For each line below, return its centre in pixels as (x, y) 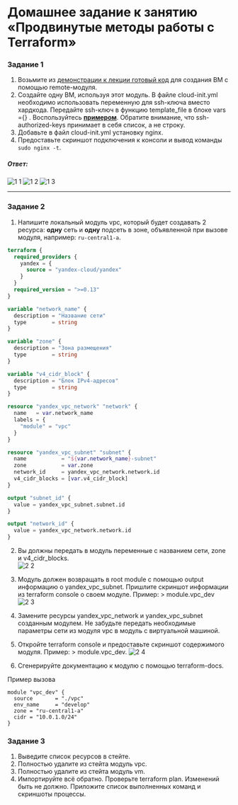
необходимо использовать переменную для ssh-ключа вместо (114, 103)
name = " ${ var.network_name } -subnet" (85, 459)
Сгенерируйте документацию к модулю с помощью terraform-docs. (121, 666)
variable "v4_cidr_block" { (49, 374)
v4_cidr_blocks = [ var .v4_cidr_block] (71, 479)
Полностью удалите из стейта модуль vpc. (82, 764)
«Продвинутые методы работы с (111, 27)
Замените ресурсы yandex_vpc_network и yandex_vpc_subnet (110, 616)
